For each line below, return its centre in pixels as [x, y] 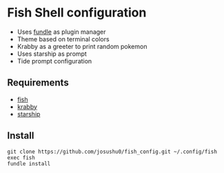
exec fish [21, 157]
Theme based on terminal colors [63, 39]
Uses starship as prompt [52, 54]
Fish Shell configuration [77, 13]
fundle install [29, 163]
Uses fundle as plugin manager [61, 32]
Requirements [38, 83]
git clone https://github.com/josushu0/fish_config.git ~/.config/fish [112, 152]
